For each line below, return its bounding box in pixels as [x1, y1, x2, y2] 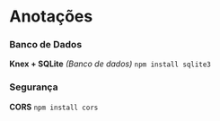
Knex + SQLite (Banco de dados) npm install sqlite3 [9, 58, 211, 69]
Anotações [9, 6, 93, 27]
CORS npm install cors [9, 101, 99, 112]
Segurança [9, 81, 58, 93]
